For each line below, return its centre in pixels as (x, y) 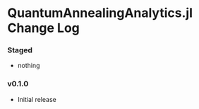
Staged (20, 50)
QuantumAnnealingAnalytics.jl (100, 13)
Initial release (37, 99)
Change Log (43, 28)
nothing (29, 66)
